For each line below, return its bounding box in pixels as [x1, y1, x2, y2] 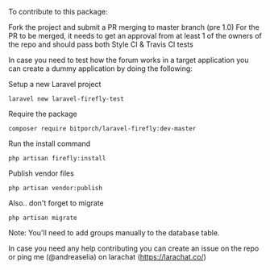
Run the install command [8, 139, 91, 148]
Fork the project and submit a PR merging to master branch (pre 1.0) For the [8, 23, 260, 31]
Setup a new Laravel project [8, 80, 102, 89]
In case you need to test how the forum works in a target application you [8, 56, 249, 64]
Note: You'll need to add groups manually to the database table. [8, 228, 220, 237]
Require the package [8, 109, 78, 118]
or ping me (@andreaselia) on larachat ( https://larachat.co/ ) [8, 252, 207, 261]
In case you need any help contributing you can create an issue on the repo [8, 243, 260, 253]
